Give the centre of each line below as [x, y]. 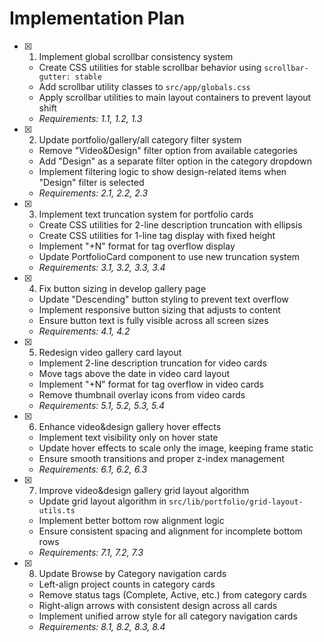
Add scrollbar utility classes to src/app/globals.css [144, 86]
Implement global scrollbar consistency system [136, 56]
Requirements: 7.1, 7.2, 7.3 [91, 552]
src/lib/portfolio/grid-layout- [236, 502]
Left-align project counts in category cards [127, 584]
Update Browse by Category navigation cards [132, 573]
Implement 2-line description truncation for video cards [152, 363]
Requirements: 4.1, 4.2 [84, 331]
